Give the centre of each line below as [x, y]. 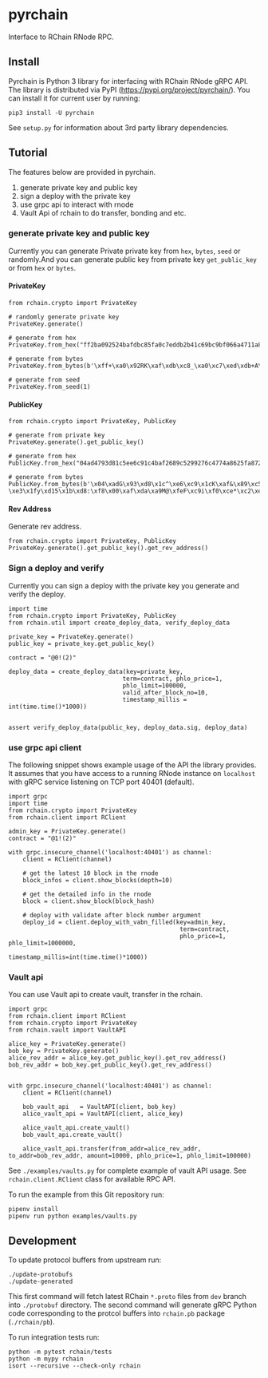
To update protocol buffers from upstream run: [85, 1260]
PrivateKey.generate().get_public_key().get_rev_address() [108, 548]
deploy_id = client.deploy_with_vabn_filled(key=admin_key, [124, 923]
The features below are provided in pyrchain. [82, 172]
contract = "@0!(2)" [43, 657]
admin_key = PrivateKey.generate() [67, 832]
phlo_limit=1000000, [43, 944]
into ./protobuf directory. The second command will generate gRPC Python [133, 1305]
